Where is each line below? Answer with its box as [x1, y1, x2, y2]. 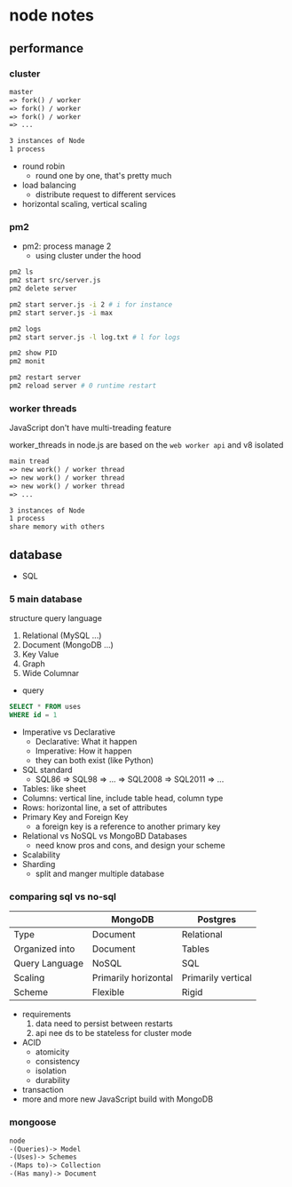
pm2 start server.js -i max [9, 308, 114, 317]
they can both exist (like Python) [35, 755, 154, 766]
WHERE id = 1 [9, 711, 58, 720]
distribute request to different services [35, 189, 176, 200]
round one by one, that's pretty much [35, 171, 172, 180]
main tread [9, 457, 50, 466]
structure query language [9, 613, 102, 624]
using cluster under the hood [35, 251, 142, 261]
